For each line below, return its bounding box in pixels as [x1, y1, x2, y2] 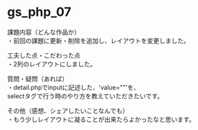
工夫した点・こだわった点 [7, 51, 81, 59]
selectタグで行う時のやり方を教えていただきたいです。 [7, 91, 164, 100]
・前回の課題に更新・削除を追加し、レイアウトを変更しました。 [7, 36, 190, 45]
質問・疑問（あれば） [7, 74, 68, 83]
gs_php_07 [7, 4, 72, 20]
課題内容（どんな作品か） [7, 28, 81, 36]
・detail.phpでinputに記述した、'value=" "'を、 [7, 83, 140, 91]
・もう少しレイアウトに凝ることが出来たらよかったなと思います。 [7, 115, 196, 123]
